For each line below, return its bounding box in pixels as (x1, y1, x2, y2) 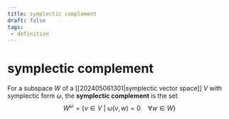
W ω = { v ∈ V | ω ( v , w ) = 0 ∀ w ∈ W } (63, 103, 176, 112)
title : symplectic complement (7, 10, 97, 18)
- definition (10, 30, 50, 38)
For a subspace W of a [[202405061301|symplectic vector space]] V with (7, 84, 223, 93)
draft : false (7, 17, 46, 24)
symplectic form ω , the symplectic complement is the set (7, 91, 178, 100)
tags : (7, 23, 23, 30)
